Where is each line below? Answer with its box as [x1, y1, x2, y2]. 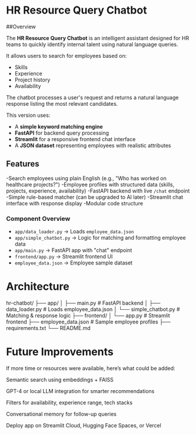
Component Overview [6, 214, 71, 223]
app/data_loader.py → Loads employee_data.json [14, 228, 134, 235]
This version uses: [6, 112, 51, 119]
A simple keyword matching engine [14, 123, 103, 130]
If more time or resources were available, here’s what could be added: [6, 364, 175, 372]
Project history [14, 76, 51, 83]
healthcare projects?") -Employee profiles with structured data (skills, [6, 181, 175, 188]
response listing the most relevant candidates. [6, 100, 118, 107]
